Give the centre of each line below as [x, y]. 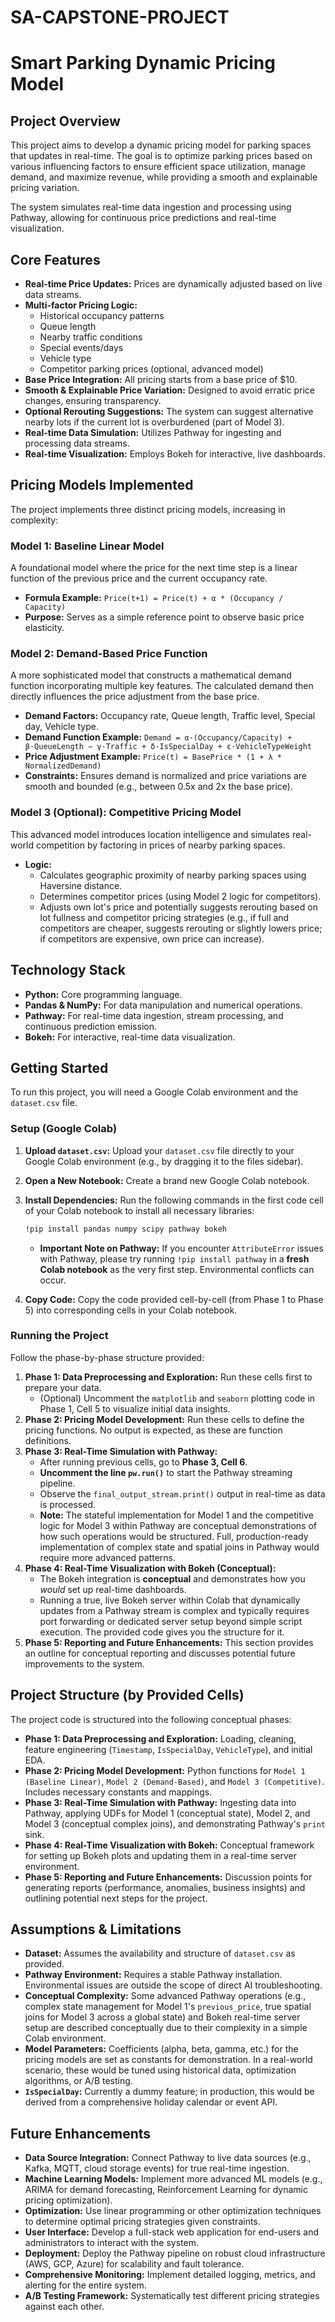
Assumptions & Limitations [96, 1929]
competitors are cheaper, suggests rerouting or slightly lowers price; [181, 928]
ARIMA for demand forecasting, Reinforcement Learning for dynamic [166, 2190]
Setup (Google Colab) [64, 1129]
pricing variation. [45, 188]
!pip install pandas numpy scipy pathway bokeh [125, 1229]
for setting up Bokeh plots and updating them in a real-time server [161, 1855]
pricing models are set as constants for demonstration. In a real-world [168, 2060]
